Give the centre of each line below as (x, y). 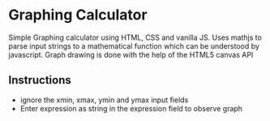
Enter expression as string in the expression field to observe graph (131, 108)
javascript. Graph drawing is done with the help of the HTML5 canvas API (131, 54)
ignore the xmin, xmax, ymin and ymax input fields (104, 100)
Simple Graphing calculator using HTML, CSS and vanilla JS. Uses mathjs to (135, 37)
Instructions (40, 80)
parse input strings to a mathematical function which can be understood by (134, 45)
